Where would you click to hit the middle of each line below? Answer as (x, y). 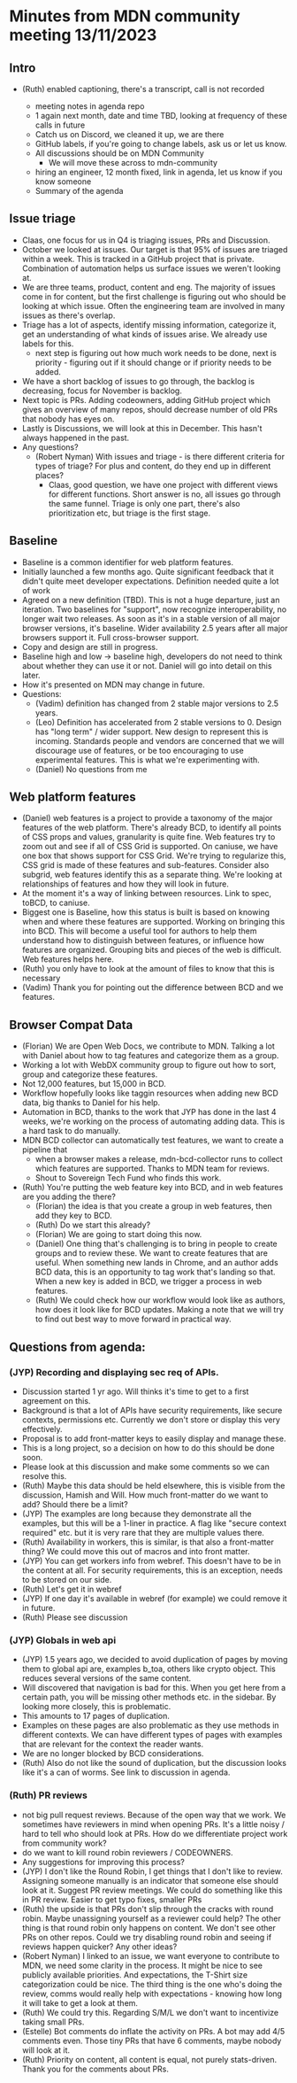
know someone (63, 182)
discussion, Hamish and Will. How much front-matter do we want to (145, 1495)
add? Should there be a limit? (75, 1504)
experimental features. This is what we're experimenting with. (148, 760)
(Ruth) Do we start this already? (93, 1225)
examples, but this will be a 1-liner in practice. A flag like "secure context (154, 1523)
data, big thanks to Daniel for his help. (91, 1103)
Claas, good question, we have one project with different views (163, 484)
